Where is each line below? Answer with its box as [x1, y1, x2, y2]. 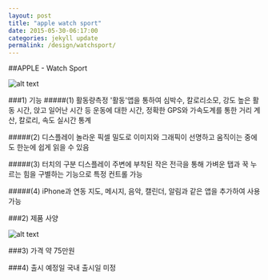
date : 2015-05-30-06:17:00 [8, 26, 98, 34]
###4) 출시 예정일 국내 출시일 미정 [8, 263, 116, 273]
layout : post [8, 11, 52, 20]
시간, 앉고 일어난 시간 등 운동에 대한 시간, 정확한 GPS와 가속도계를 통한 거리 [16, 106, 252, 115]
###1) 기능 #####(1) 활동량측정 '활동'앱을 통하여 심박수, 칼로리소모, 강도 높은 [8, 95, 251, 105]
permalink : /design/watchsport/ [8, 42, 116, 50]
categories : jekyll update [8, 34, 98, 42]
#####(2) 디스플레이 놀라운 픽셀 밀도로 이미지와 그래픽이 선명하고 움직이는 [8, 133, 243, 142]
